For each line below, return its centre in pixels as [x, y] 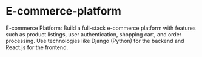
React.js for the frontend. [37, 47]
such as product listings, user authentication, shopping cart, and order [94, 34]
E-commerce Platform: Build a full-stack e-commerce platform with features [101, 28]
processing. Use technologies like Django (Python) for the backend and [95, 41]
